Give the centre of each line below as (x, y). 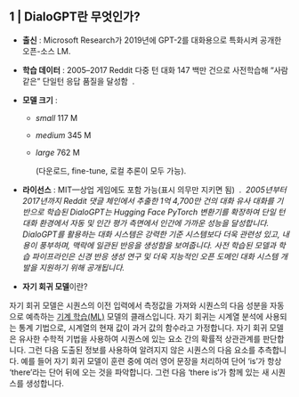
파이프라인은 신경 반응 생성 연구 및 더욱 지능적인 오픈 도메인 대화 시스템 (155, 256)
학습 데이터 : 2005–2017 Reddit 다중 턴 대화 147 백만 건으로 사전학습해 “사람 (155, 69)
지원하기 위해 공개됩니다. (82, 267)
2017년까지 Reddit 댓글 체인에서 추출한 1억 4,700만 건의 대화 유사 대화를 (148, 200)
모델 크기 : (40, 100)
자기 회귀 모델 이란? (55, 286)
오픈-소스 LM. (46, 51)
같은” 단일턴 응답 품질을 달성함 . (78, 81)
